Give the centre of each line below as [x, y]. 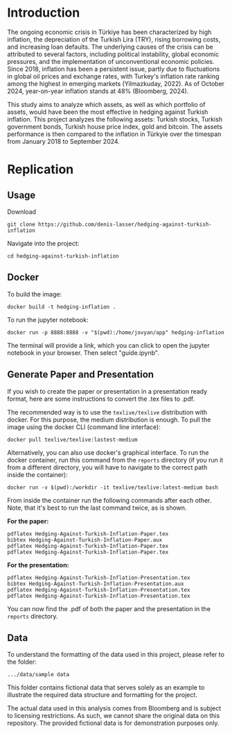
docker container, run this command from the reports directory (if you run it [115, 460]
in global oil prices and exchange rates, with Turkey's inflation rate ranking [113, 76]
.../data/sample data [38, 675]
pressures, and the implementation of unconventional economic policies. [111, 61]
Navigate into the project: [43, 243]
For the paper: [28, 521]
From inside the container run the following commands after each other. [109, 500]
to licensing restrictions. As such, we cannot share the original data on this [114, 716]
